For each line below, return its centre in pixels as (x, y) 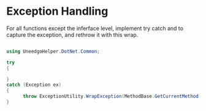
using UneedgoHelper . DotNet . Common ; (53, 51)
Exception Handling (57, 11)
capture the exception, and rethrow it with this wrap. (72, 34)
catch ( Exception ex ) (34, 85)
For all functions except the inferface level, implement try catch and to (95, 28)
